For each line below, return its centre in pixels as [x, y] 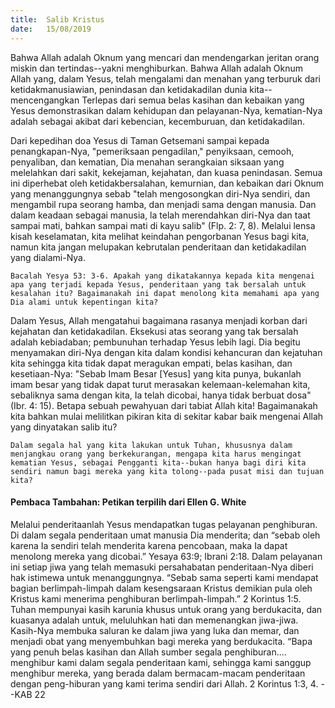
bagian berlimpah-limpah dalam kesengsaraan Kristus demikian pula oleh [161, 588]
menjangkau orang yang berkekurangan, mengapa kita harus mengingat [156, 454]
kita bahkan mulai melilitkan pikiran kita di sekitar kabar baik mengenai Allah [167, 416]
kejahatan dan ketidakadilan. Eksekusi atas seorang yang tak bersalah [154, 331]
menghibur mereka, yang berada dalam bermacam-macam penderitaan [158, 673]
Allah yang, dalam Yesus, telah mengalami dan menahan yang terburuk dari [165, 78]
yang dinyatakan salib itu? [64, 427]
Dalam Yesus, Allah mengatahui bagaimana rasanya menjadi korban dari [159, 320]
